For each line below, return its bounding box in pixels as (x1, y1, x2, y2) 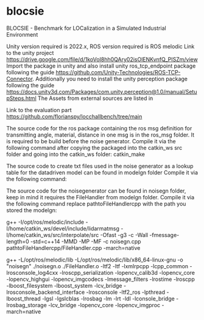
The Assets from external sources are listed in (37, 94, 153, 102)
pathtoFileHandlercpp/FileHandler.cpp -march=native (6, 244, 141, 251)
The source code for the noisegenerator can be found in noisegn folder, (6, 187, 186, 194)
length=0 (6, 238, 29, 245)
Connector (6, 75, 33, 82)
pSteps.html (6, 94, 37, 102)
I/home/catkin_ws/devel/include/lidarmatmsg (6, 224, 120, 232)
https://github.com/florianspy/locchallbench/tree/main (6, 113, 142, 120)
